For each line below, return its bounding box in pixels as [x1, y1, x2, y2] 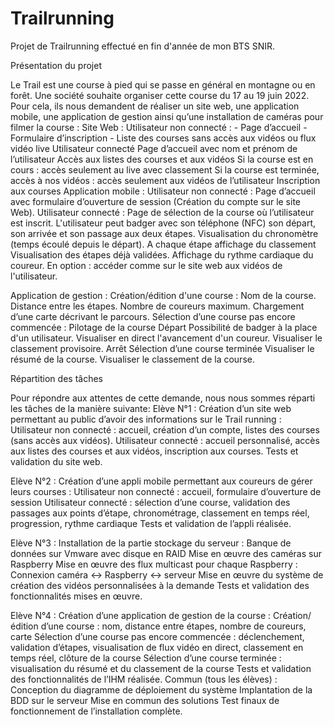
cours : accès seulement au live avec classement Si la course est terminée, [10, 163, 320, 176]
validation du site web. [10, 455, 103, 467]
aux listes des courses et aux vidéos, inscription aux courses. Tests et [10, 445, 299, 457]
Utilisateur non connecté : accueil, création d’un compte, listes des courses [10, 423, 320, 436]
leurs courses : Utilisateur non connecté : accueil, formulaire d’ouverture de [10, 485, 322, 497]
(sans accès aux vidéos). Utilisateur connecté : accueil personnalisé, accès [10, 434, 320, 446]
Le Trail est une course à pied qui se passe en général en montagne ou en [10, 78, 316, 91]
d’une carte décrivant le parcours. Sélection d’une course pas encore [10, 310, 296, 322]
